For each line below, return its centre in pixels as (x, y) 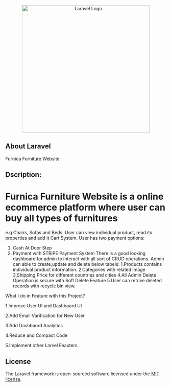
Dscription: (23, 175)
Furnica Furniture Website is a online (84, 197)
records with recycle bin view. (44, 286)
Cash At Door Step (32, 248)
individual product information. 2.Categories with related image (79, 270)
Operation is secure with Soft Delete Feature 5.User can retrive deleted (87, 281)
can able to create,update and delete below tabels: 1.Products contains (87, 264)
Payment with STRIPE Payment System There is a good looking (79, 254)
